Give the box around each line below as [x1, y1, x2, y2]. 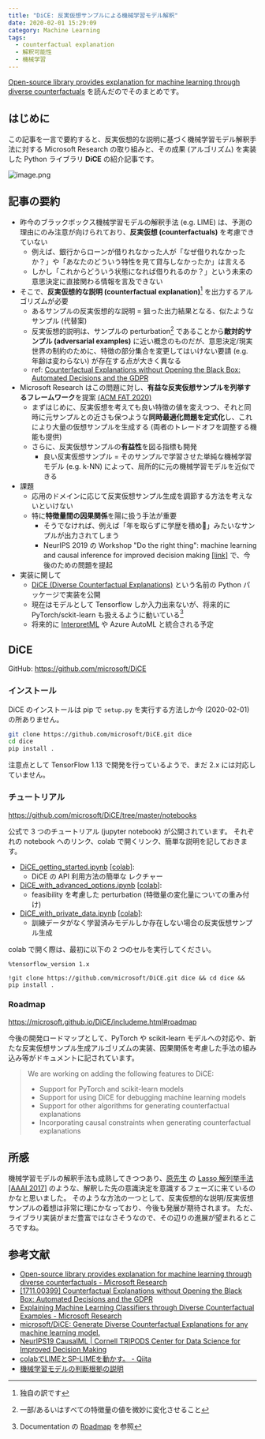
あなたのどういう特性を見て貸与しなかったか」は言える [65, 257, 246, 266]
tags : [8, 33, 26, 42]
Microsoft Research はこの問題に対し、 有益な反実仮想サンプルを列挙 [19, 382, 244, 392]
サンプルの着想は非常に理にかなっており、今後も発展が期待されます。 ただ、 [8, 1203, 258, 1212]
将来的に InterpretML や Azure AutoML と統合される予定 [31, 620, 215, 629]
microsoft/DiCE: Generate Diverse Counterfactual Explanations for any [19, 1320, 248, 1329]
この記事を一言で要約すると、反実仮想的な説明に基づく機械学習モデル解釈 [8, 134, 250, 144]
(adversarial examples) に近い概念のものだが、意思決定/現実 [54, 336, 253, 346]
